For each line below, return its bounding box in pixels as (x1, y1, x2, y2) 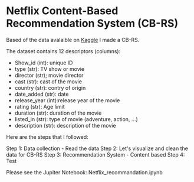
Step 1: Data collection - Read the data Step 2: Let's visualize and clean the (6, 145, 189, 152)
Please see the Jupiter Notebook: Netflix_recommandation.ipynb (6, 168, 163, 175)
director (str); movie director (14, 71, 84, 79)
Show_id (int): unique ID (14, 59, 73, 66)
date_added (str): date (14, 90, 69, 97)
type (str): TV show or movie (14, 65, 84, 72)
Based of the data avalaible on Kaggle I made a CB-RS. (6, 36, 140, 43)
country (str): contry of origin (14, 84, 86, 91)
